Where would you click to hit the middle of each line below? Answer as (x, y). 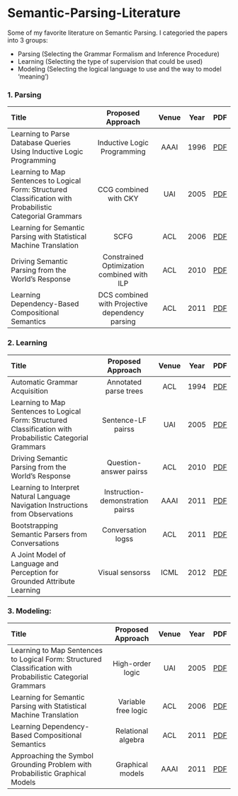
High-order (132, 664)
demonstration (124, 501)
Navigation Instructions (50, 505)
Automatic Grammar (44, 382)
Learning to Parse (40, 134)
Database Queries (41, 143)
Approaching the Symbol (52, 756)
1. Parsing (24, 95)
